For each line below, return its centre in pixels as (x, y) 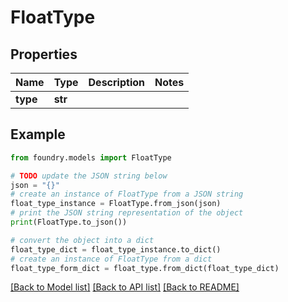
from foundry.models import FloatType (91, 157)
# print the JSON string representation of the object (127, 213)
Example (38, 134)
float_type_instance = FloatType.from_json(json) (116, 204)
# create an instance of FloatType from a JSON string (127, 194)
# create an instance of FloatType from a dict (111, 259)
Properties (44, 54)
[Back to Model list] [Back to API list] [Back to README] (125, 287)
